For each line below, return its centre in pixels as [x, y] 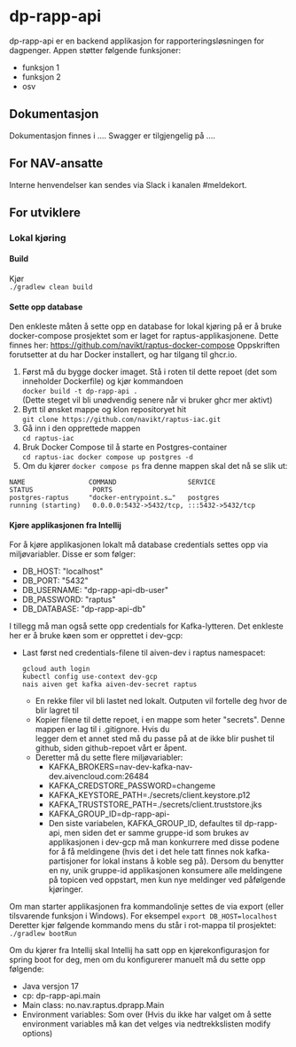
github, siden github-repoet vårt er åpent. [111, 748]
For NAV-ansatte [56, 164]
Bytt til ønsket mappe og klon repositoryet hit [104, 410]
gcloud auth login [56, 669]
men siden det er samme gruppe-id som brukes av [157, 833]
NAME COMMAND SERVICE [113, 482]
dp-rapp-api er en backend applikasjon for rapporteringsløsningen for [137, 41]
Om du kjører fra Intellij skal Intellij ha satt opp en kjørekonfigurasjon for [140, 950]
